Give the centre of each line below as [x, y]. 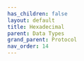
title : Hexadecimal [36, 27]
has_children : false [38, 14]
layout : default [31, 20]
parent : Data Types [36, 33]
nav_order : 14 [28, 46]
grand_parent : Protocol [42, 40]
